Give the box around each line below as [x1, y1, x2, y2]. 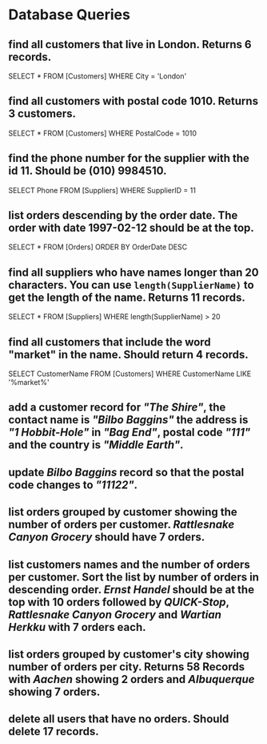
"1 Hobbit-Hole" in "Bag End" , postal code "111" [8, 426, 251, 439]
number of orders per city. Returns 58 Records [8, 660, 245, 674]
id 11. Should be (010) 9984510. [8, 164, 167, 178]
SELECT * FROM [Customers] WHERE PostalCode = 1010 [8, 128, 197, 138]
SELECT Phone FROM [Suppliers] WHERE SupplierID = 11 [8, 185, 196, 195]
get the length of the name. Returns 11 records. [8, 290, 246, 304]
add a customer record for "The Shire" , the [8, 401, 226, 414]
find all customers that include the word [8, 335, 211, 349]
